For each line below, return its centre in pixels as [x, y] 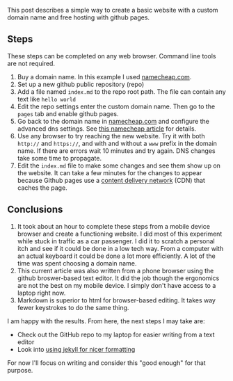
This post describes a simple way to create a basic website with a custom [113, 10]
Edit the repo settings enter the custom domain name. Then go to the [116, 106]
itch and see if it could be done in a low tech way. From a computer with [120, 248]
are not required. [31, 63]
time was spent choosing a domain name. [77, 263]
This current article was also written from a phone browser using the [115, 270]
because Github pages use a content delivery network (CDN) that [111, 180]
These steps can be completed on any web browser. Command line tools [112, 56]
